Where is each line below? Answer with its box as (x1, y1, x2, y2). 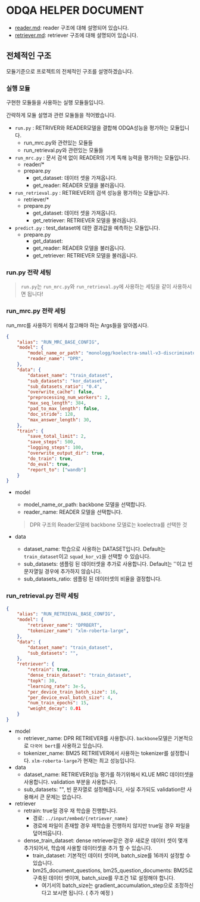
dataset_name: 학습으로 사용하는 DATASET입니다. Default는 (23, 545, 166, 553)
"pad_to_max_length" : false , (27, 406, 100, 412)
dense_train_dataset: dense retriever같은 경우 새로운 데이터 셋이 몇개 (23, 837, 188, 844)
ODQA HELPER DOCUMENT (6, 4, 144, 17)
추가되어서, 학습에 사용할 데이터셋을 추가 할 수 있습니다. (23, 844, 153, 851)
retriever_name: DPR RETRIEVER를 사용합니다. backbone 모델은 (23, 734, 173, 741)
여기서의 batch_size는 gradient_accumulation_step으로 (41, 882, 173, 889)
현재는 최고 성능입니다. (83, 757, 136, 764)
